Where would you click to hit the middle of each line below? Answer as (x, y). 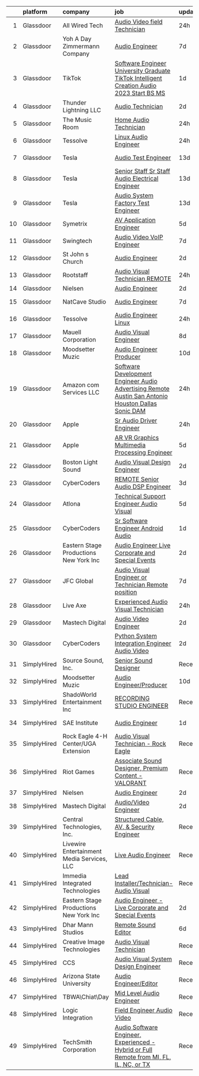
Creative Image (84, 942)
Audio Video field (139, 22)
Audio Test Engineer (143, 158)
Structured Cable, (139, 819)
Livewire (74, 844)
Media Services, (85, 859)
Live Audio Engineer (142, 855)
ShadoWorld (80, 695)
